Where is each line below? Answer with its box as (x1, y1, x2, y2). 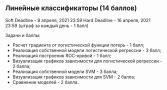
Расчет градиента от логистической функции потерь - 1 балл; (12, 42, 144, 48)
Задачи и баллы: (5, 32, 41, 38)
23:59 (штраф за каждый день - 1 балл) (5, 22, 89, 28)
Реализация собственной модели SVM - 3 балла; (12, 68, 118, 74)
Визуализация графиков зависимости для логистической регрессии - (12, 57, 162, 64)
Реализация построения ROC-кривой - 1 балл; (12, 52, 111, 58)
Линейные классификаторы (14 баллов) (5, 4, 137, 12)
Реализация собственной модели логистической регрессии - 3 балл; (12, 47, 161, 53)
